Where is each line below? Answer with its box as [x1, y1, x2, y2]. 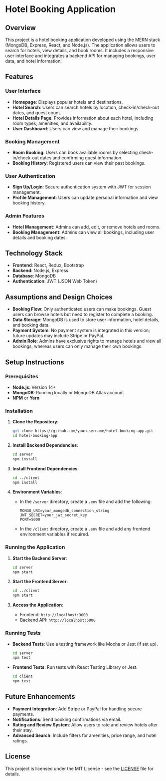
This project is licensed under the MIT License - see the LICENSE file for [5, 765, 154, 771]
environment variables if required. [19, 531, 90, 537]
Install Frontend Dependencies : [12, 465, 79, 471]
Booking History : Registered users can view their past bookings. [12, 160, 146, 166]
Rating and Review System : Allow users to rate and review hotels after [12, 721, 158, 727]
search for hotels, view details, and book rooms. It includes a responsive [5, 48, 154, 53]
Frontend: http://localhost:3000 [19, 612, 88, 618]
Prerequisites [5, 373, 38, 380]
